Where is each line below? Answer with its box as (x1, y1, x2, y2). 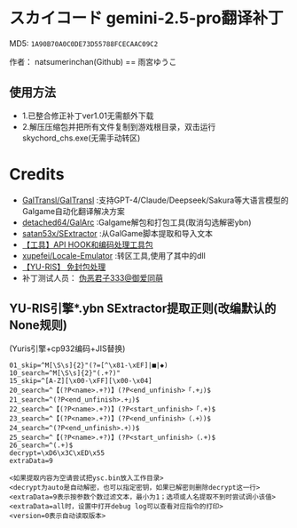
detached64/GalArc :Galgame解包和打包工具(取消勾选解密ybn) (21, 217, 252, 228)
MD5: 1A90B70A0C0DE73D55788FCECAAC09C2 (9, 37, 159, 49)
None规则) (9, 317, 68, 333)
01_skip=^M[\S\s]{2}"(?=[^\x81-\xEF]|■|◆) (9, 361, 168, 370)
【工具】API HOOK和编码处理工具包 (21, 239, 153, 250)
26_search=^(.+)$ (9, 441, 74, 450)
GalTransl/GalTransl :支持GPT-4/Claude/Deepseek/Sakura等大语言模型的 (21, 195, 289, 205)
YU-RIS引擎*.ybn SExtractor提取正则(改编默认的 (9, 301, 277, 316)
